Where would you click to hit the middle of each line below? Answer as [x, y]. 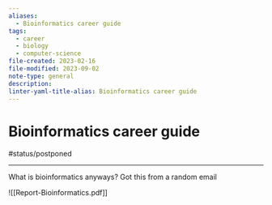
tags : [17, 31]
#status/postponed [40, 154]
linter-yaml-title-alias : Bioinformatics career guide [103, 91]
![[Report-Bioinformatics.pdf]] [58, 193]
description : [30, 83]
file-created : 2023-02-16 [52, 62]
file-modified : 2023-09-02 [54, 69]
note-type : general [41, 76]
